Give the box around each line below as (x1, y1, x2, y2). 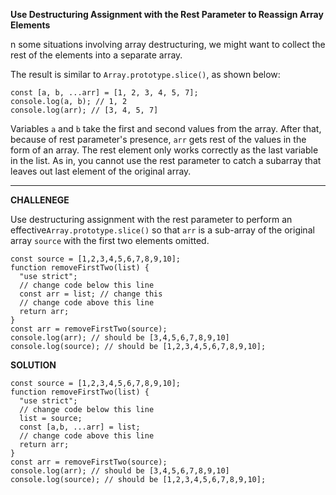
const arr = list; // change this (19, 289, 163, 299)
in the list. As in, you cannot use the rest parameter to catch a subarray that (10, 155, 322, 166)
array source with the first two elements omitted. (10, 235, 210, 246)
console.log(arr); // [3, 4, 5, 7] (10, 105, 159, 115)
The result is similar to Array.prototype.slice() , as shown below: (10, 69, 281, 80)
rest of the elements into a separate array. (10, 49, 183, 61)
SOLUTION (10, 359, 57, 371)
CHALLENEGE (10, 194, 70, 206)
